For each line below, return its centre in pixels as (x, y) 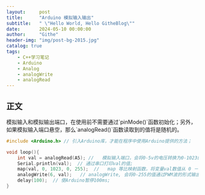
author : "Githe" (33, 35)
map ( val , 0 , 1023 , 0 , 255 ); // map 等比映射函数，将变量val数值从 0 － (108, 169)
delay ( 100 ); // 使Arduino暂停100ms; (64, 180)
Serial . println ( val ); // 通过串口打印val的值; (75, 163)
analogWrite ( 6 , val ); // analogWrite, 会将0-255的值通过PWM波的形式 (104, 175)
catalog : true (24, 46)
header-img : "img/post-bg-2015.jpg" (53, 40)
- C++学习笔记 (34, 57)
